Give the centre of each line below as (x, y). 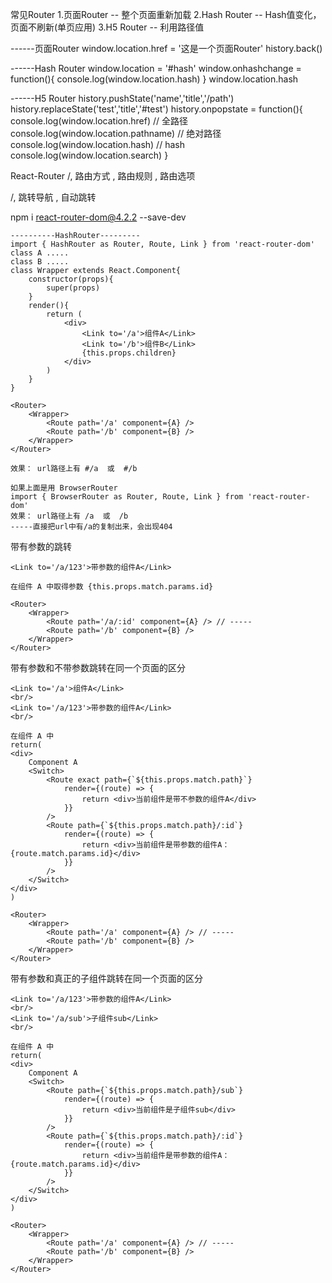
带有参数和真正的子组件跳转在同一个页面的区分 (106, 978)
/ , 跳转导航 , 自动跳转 (53, 197)
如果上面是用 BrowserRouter (64, 488)
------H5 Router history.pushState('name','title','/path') (122, 98)
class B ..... (40, 262)
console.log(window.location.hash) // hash (97, 144)
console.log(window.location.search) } (89, 155)
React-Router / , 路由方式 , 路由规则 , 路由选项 (103, 176)
